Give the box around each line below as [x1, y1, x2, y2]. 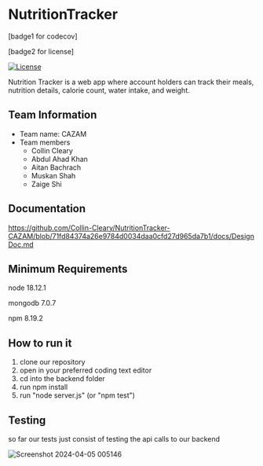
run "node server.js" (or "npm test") [19, 391, 136, 400]
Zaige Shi [31, 179, 62, 189]
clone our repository [19, 358, 86, 367]
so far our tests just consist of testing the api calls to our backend [8, 435, 221, 443]
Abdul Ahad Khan [31, 154, 89, 163]
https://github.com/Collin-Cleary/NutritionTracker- [8, 222, 170, 233]
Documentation [8, 202, 86, 215]
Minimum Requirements [8, 262, 128, 276]
